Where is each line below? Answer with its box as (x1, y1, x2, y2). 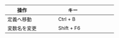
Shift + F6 (58, 25, 81, 31)
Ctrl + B (58, 16, 76, 22)
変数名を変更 (7, 25, 37, 31)
